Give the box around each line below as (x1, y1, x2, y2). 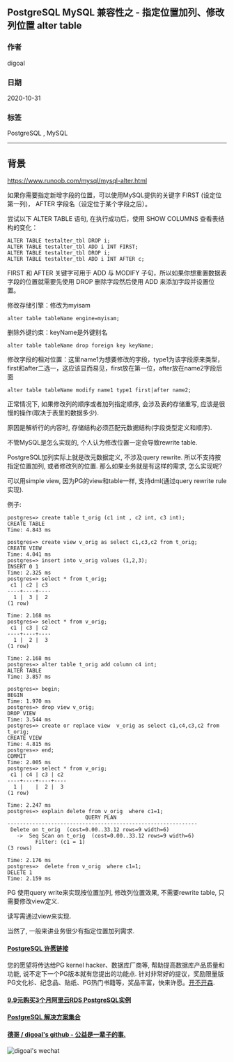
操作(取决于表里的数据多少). (19, 408, 100, 417)
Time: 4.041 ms (7, 551, 52, 558)
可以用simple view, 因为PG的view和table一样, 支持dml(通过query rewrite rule (7, 477, 227, 485)
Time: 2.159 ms (7, 875, 52, 882)
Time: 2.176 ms (7, 857, 52, 864)
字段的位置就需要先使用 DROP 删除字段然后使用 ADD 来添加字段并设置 (7, 278, 209, 286)
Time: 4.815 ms (7, 740, 52, 748)
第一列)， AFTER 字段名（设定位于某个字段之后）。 (7, 200, 152, 208)
